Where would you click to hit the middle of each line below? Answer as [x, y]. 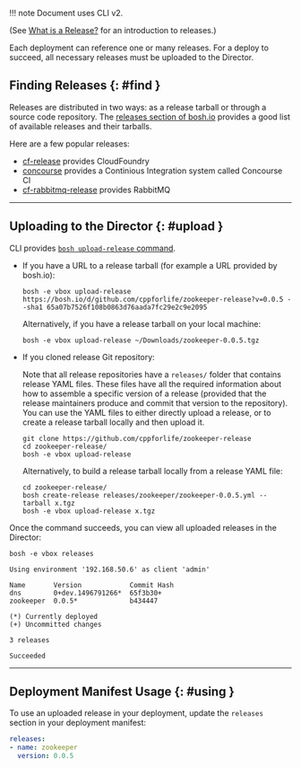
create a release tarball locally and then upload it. [113, 422]
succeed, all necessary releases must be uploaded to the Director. [131, 57]
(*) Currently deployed [54, 616]
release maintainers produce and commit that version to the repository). [155, 402]
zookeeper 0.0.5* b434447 [84, 601]
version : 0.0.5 [46, 756]
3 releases [30, 640]
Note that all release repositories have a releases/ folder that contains [152, 374]
